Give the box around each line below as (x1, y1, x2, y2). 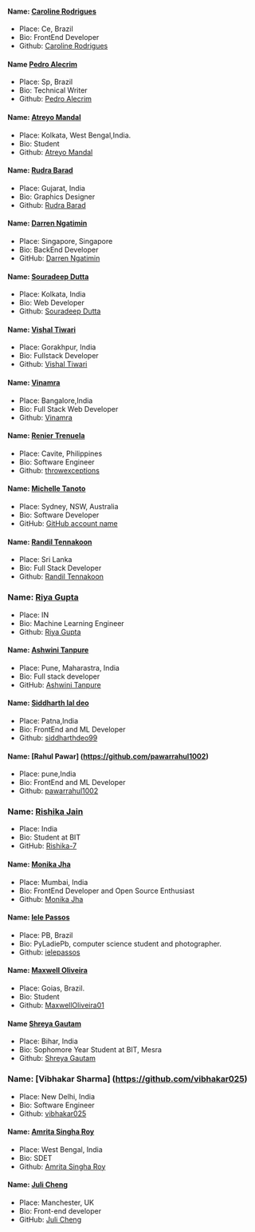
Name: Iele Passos (7, 912, 70, 923)
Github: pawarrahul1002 (18, 786, 99, 795)
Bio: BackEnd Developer (18, 245, 99, 255)
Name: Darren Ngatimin (7, 218, 88, 228)
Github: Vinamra (18, 413, 73, 422)
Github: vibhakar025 (18, 1108, 87, 1118)
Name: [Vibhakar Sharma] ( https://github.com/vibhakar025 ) (7, 1074, 248, 1085)
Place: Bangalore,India (18, 396, 93, 405)
